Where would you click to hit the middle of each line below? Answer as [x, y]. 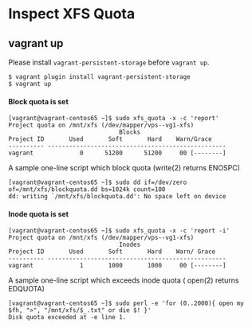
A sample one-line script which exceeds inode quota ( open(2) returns [124, 280]
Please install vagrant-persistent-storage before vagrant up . [109, 62]
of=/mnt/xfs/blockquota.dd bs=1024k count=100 [87, 189]
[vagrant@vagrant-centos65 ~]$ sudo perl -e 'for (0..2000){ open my [126, 303]
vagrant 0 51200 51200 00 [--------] [117, 153]
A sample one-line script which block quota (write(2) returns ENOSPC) [124, 168]
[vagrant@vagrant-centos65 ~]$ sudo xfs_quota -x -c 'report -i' [119, 231]
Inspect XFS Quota [72, 14]
